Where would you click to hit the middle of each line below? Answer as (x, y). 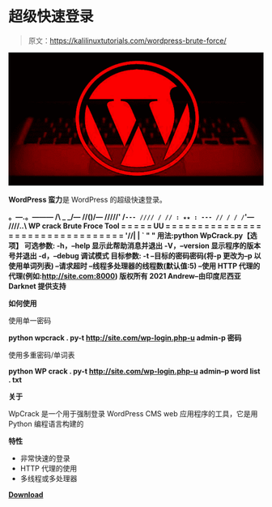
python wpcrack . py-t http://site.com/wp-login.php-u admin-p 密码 (125, 338)
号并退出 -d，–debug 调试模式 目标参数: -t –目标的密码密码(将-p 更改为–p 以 (135, 256)
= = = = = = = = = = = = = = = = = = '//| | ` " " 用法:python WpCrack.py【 (130, 235)
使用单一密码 (30, 320)
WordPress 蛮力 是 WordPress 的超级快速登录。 (88, 200)
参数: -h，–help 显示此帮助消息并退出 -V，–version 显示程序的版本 (150, 245)
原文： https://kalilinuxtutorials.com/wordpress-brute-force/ (127, 40)
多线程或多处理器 (49, 478)
